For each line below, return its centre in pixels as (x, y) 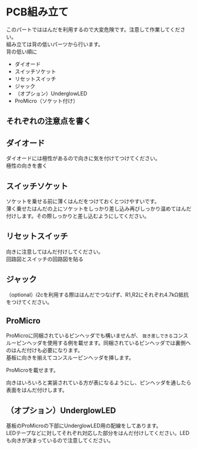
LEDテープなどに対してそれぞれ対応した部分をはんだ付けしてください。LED (98, 433)
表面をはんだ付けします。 (37, 390)
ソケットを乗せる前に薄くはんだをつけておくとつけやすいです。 (83, 201)
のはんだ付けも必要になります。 (45, 350)
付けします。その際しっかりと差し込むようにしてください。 (78, 216)
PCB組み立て (37, 12)
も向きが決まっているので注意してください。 (60, 440)
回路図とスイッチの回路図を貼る (45, 259)
